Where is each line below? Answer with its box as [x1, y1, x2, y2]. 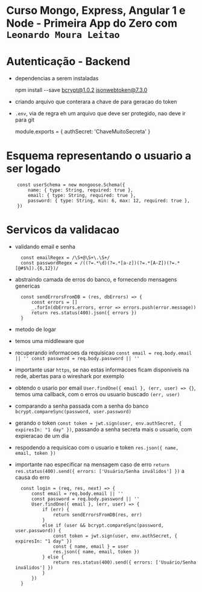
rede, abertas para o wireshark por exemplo [14, 373, 125, 379]
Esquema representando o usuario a [6, 149, 192, 163]
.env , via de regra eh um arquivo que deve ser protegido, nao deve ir [14, 110, 186, 117]
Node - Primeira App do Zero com [6, 16, 178, 30]
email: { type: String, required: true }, [28, 193, 136, 199]
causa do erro [14, 474, 50, 481]
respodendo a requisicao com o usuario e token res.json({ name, [14, 444, 179, 451]
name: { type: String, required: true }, [28, 187, 134, 193]
